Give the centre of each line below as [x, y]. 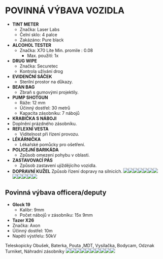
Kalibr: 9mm [32, 210]
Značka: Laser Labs [40, 29]
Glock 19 [21, 204]
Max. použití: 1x [43, 55]
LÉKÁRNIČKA [26, 139]
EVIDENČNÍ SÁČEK [32, 76]
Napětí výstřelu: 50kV [34, 236]
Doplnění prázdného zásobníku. [45, 124]
